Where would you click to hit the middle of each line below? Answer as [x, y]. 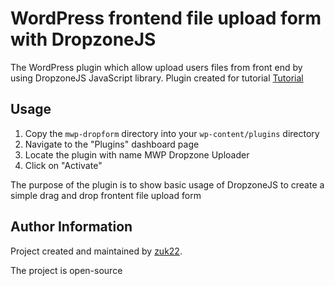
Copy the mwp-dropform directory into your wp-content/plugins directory [172, 133]
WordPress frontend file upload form [166, 18]
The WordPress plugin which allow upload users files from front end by [156, 67]
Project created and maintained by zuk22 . [96, 251]
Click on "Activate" [63, 165]
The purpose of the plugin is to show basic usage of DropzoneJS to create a [167, 184]
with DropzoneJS [83, 39]
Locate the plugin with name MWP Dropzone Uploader [137, 154]
